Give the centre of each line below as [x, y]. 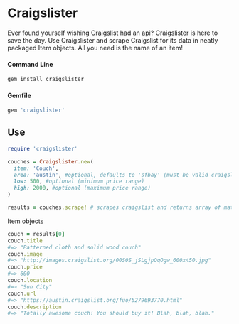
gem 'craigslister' [36, 110]
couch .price [25, 267]
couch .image [25, 254]
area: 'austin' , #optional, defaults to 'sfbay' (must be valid [111, 175]
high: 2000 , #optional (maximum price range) [83, 188]
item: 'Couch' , [36, 168]
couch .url [22, 293]
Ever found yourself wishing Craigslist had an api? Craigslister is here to [113, 33]
